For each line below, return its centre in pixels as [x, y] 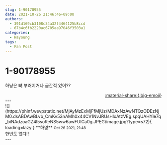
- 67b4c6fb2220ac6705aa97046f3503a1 [47, 28]
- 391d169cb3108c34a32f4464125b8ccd [47, 24]
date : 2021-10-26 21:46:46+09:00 [40, 14]
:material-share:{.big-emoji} [133, 95]
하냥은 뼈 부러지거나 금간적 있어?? [38, 85]
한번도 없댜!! [17, 134]
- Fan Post [21, 47]
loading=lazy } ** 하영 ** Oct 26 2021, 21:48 [45, 127]
